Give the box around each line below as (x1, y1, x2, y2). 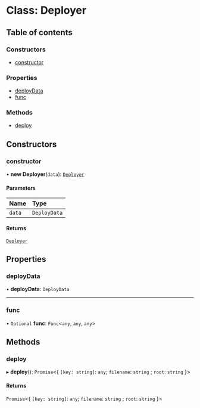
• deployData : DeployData (6, 286, 70, 293)
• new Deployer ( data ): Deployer (6, 171, 85, 178)
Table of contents (6, 27, 73, 38)
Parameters (6, 184, 36, 191)
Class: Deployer (6, 4, 87, 17)
